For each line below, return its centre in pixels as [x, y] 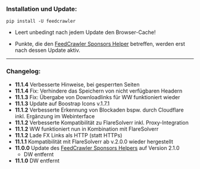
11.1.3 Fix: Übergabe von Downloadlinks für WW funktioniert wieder [97, 97]
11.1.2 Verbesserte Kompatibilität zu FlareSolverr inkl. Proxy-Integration [101, 122]
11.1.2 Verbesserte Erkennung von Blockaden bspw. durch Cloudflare [99, 110]
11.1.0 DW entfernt [37, 161]
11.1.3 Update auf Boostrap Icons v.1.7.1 [62, 103]
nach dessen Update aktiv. [47, 50]
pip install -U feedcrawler [41, 21]
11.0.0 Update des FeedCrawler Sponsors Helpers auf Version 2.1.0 [97, 148]
